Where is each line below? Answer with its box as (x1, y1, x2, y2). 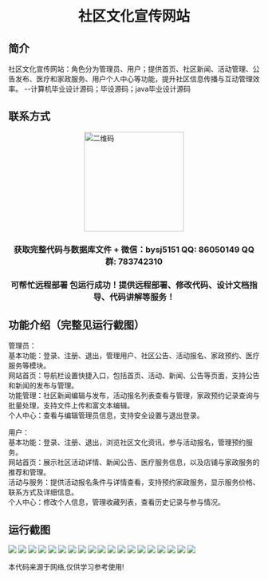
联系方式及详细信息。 (8, 487, 78, 497)
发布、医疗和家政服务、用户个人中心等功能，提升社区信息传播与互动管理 (14, 74, 253, 84)
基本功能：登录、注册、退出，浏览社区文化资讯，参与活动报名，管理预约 (8, 438, 246, 447)
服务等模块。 (8, 360, 50, 371)
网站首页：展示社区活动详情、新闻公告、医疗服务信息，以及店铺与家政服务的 (8, 458, 260, 467)
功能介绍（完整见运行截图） (8, 318, 145, 332)
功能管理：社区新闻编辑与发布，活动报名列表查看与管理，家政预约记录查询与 (8, 391, 260, 400)
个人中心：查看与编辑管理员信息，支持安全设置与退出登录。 (8, 411, 204, 420)
